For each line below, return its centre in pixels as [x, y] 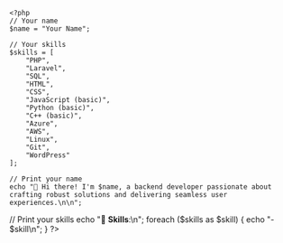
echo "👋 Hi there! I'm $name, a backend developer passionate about [141, 187]
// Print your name [46, 179]
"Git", [38, 147]
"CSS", [38, 92]
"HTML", [40, 84]
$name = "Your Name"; [50, 29]
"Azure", [42, 124]
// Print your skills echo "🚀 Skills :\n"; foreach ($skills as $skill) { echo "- [142, 220]
